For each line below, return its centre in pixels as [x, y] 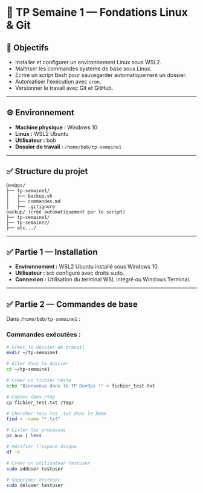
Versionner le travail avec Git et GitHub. [64, 88]
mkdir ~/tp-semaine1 [32, 353]
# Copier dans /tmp [31, 397]
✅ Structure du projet [47, 171]
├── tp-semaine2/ [28, 223]
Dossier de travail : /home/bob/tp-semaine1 [68, 146]
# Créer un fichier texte [39, 381]
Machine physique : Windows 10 [56, 127]
